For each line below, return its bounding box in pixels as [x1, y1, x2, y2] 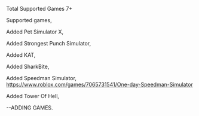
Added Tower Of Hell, [6, 93, 60, 99]
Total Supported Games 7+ [6, 5, 73, 12]
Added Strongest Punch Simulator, [6, 40, 91, 47]
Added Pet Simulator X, [6, 28, 64, 35]
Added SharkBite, [6, 63, 50, 70]
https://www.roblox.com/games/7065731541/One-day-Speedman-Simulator [6, 81, 193, 88]
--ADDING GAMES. [6, 104, 53, 111]
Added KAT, [6, 51, 36, 59]
